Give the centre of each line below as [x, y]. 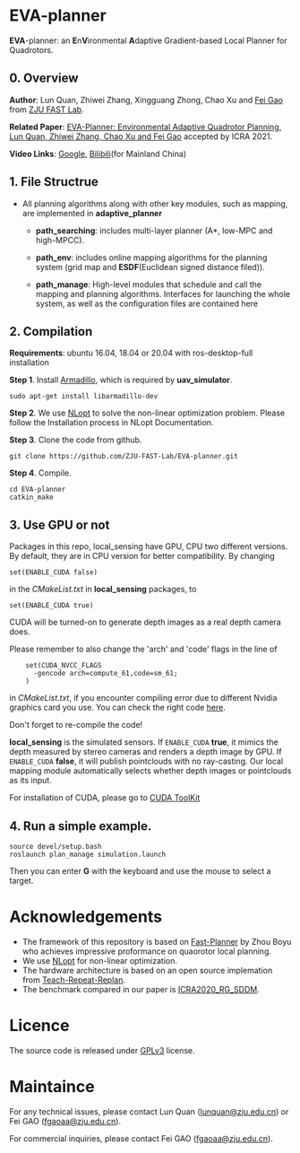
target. [21, 881]
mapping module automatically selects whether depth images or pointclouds [150, 771]
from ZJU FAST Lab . [47, 109]
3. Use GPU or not [60, 524]
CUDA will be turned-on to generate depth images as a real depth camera [145, 622]
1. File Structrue [54, 182]
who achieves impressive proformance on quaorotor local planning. [146, 951]
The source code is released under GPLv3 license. [102, 1050]
